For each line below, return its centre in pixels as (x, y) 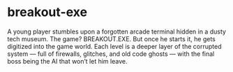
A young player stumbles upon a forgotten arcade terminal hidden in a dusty (117, 31)
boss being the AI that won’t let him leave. (67, 61)
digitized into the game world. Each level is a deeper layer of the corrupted (114, 46)
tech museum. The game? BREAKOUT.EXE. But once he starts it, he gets (112, 38)
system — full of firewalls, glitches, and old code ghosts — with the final (111, 54)
